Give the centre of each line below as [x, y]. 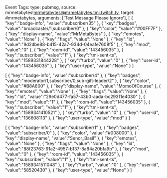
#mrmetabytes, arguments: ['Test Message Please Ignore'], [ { [69, 18]
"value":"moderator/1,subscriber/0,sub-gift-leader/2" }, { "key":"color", [78, 80]
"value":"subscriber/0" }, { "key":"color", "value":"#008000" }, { [71, 133]
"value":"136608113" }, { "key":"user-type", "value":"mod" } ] [68, 118]
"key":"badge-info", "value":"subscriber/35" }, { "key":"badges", [71, 23]
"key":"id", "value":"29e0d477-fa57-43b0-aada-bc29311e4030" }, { [75, 96]
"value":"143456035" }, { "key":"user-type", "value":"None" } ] [70, 65]
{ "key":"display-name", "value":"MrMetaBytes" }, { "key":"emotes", [75, 34]
